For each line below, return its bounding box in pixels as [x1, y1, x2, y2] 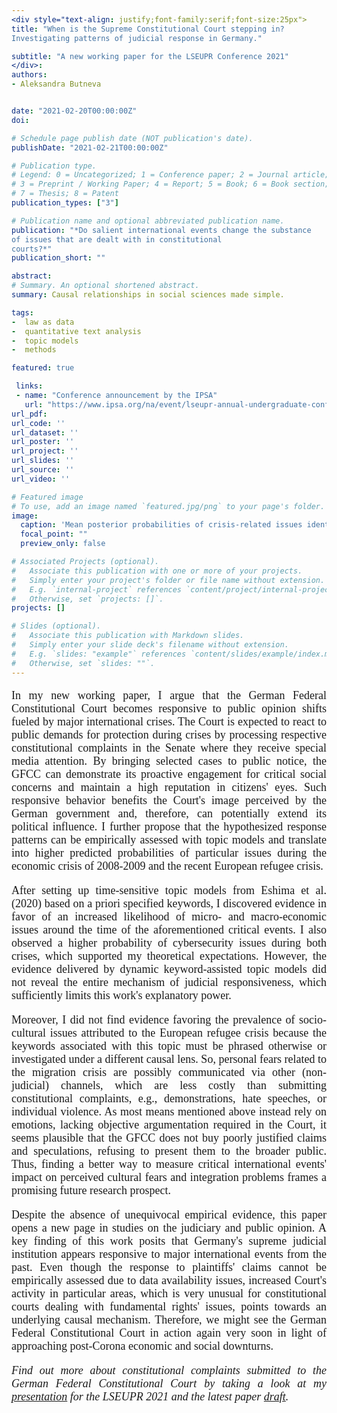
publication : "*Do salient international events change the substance [11, 225, 312, 235]
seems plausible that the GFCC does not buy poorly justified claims [11, 1131, 327, 1145]
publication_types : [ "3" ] [11, 198, 119, 208]
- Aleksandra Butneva [11, 79, 102, 90]
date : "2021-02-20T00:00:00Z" [11, 106, 138, 116]
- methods [11, 345, 57, 355]
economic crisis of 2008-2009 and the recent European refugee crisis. [11, 859, 324, 873]
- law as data [11, 317, 75, 327]
